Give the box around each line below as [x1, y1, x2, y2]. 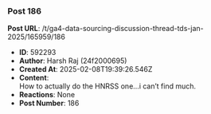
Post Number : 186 [18, 98, 80, 108]
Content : [18, 73, 49, 83]
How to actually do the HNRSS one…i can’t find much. [18, 81, 197, 91]
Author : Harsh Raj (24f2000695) [18, 56, 127, 65]
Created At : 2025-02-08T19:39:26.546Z [18, 65, 153, 74]
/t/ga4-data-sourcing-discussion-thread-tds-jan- [41, 24, 204, 33]
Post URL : [7, 24, 41, 33]
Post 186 [7, 6, 41, 17]
